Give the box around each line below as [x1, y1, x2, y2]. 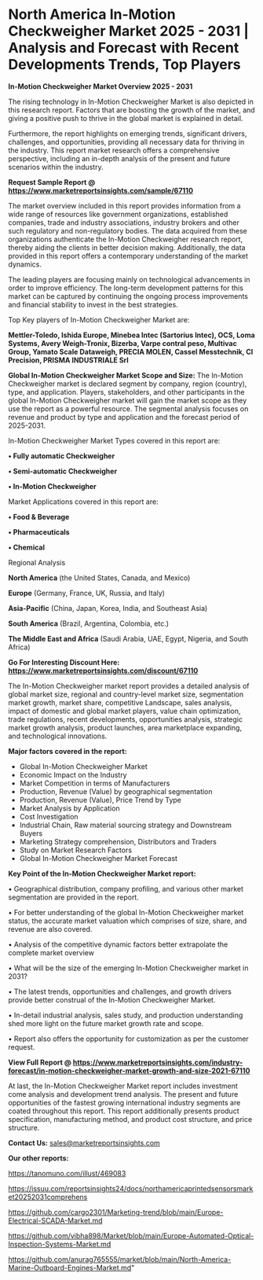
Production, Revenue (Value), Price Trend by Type [19, 795, 182, 804]
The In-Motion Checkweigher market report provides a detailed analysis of [8, 681, 250, 690]
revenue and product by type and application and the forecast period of [8, 412, 240, 421]
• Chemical [8, 543, 46, 552]
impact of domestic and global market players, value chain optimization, [8, 706, 241, 715]
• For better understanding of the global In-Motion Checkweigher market [8, 907, 244, 917]
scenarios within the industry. [8, 162, 104, 171]
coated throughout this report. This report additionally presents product [8, 1106, 239, 1116]
